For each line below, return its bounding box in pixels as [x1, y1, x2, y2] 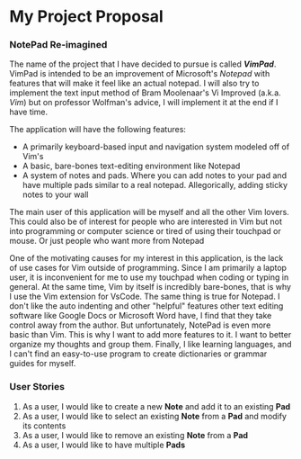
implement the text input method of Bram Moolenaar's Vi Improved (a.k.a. [9, 87, 281, 98]
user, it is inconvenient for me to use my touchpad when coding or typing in [9, 272, 289, 283]
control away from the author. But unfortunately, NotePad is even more [9, 319, 271, 330]
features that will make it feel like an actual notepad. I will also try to [9, 78, 260, 89]
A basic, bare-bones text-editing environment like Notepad [22, 160, 241, 172]
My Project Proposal [9, 6, 164, 27]
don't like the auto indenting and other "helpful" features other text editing [9, 301, 284, 311]
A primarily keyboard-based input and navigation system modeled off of [22, 141, 290, 152]
